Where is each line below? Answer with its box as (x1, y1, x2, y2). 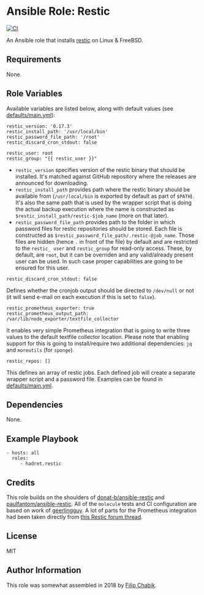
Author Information (6, 565, 81, 575)
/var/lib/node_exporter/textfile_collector (6, 316, 119, 322)
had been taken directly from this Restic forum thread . (6, 513, 143, 520)
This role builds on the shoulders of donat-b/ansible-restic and (6, 494, 165, 501)
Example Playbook (6, 434, 78, 444)
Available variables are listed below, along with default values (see (6, 104, 173, 112)
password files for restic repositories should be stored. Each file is (15, 225, 183, 232)
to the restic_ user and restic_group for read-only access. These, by (15, 244, 192, 252)
